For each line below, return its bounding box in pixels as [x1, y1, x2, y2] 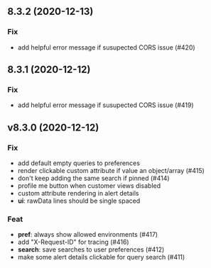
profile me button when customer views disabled [17, 182, 161, 190]
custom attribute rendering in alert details [17, 189, 139, 198]
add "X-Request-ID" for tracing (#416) [17, 238, 129, 247]
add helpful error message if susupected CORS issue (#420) [17, 43, 195, 52]
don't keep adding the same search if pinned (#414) [17, 174, 170, 183]
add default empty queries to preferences [17, 159, 141, 167]
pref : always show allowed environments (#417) [17, 230, 158, 239]
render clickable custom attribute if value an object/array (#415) [17, 167, 205, 175]
